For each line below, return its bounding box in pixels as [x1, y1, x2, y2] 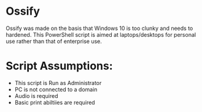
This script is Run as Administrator [14, 79, 102, 86]
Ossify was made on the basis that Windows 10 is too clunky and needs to [6, 24, 193, 32]
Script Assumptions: [6, 59, 113, 73]
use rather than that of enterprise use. [6, 37, 103, 45]
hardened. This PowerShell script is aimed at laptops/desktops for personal [6, 31, 196, 38]
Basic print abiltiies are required [14, 99, 96, 106]
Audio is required [14, 92, 58, 99]
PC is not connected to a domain [14, 86, 98, 93]
